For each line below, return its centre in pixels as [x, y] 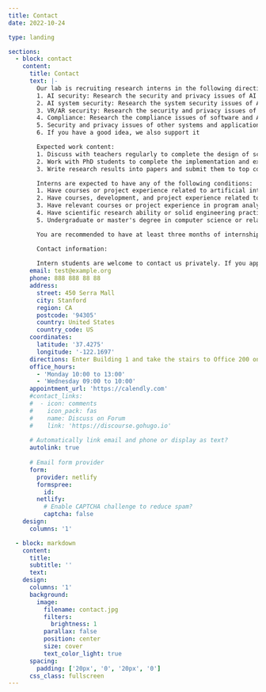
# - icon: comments [63, 403]
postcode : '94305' [67, 315]
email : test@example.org [70, 271]
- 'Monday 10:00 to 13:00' [81, 374]
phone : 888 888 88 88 [65, 278]
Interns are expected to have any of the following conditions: [145, 183]
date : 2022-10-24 [37, 23]
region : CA [55, 308]
